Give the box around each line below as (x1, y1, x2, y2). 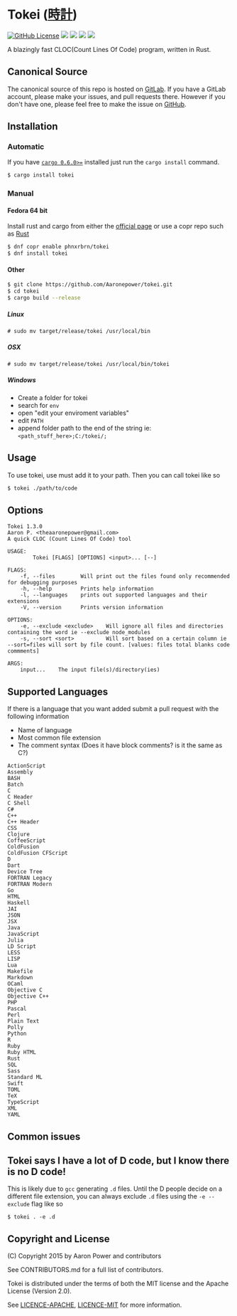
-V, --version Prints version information (20, 604, 163, 611)
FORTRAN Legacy (7, 875, 53, 882)
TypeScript (7, 1099, 40, 1106)
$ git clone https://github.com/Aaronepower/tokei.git (7, 281, 173, 288)
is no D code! (7, 1166, 66, 1178)
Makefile (7, 968, 33, 975)
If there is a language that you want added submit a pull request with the (7, 705, 219, 713)
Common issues (7, 1130, 81, 1142)
